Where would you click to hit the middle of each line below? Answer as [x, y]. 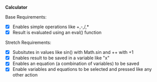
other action [25, 75]
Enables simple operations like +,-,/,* [51, 27]
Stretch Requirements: [28, 43]
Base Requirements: [26, 17]
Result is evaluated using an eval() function [57, 33]
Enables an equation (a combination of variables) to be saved [76, 64]
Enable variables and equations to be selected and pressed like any [82, 69]
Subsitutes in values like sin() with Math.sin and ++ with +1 [73, 52]
